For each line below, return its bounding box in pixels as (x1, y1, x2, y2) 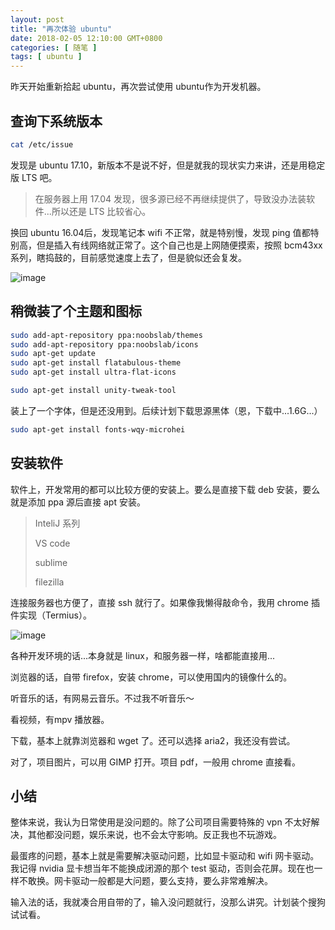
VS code (34, 537, 71, 549)
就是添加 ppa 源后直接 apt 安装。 (10, 496, 146, 508)
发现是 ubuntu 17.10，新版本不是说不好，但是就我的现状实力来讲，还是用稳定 (10, 159, 326, 171)
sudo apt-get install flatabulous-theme (10, 358, 182, 368)
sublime (34, 556, 68, 568)
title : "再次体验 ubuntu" (10, 24, 113, 34)
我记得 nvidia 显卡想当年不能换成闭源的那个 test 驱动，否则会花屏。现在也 (10, 862, 315, 875)
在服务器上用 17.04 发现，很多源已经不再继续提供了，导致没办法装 (34, 192, 307, 205)
